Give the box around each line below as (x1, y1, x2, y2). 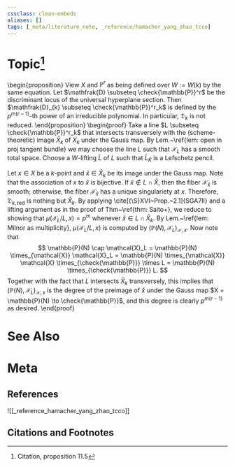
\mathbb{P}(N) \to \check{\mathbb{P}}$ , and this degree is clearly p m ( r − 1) (7, 295, 223, 305)
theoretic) (7, 136, 36, 144)
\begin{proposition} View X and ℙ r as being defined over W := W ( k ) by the (7, 79, 222, 89)
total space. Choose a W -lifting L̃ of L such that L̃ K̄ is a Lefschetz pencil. (7, 154, 215, 164)
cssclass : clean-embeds (7, 10, 77, 17)
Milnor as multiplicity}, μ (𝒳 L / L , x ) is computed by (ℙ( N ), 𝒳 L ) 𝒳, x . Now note (7, 223, 218, 233)
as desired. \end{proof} (7, 303, 76, 312)
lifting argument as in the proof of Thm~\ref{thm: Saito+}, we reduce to (7, 206, 212, 214)
